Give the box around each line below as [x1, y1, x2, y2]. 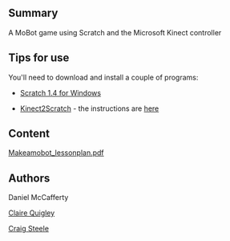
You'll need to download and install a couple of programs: [8, 72, 199, 82]
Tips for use [8, 51, 70, 65]
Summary [8, 6, 59, 20]
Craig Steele [8, 224, 50, 234]
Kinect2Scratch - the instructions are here [19, 104, 159, 113]
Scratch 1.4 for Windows [19, 88, 102, 97]
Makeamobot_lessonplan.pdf [8, 148, 104, 157]
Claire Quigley [8, 208, 55, 218]
